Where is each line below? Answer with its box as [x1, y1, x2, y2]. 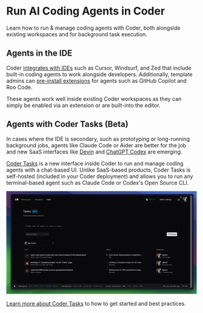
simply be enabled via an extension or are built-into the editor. [6, 102, 161, 109]
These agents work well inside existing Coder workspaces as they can [6, 95, 182, 102]
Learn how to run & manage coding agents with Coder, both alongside [6, 24, 181, 31]
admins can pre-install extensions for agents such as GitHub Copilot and [6, 77, 187, 84]
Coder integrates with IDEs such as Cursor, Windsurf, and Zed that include [6, 64, 192, 71]
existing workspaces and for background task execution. [6, 30, 148, 37]
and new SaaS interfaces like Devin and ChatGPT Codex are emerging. [6, 148, 182, 155]
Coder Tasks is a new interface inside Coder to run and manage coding [6, 160, 184, 167]
